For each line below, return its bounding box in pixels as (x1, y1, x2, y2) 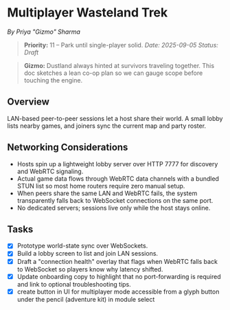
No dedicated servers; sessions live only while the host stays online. (16, 203, 211, 212)
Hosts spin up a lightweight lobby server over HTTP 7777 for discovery (16, 159, 218, 168)
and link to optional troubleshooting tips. (16, 280, 132, 288)
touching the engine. (23, 76, 83, 84)
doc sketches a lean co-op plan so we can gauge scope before (23, 69, 203, 77)
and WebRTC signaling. (16, 167, 84, 175)
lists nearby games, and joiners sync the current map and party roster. (7, 122, 207, 130)
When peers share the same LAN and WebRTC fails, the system (16, 189, 198, 197)
